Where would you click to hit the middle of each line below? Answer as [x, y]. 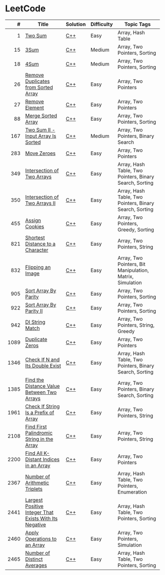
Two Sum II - [40, 130]
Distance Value [42, 386]
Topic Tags [137, 24]
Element [35, 107]
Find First [36, 427]
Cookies [35, 226]
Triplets [34, 489]
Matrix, [126, 276]
